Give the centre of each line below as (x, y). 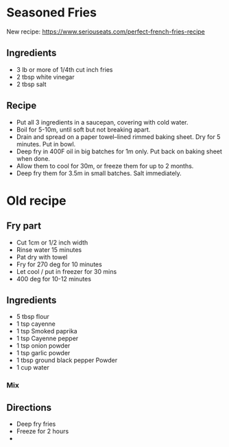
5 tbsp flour (33, 317)
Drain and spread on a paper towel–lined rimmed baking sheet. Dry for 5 (118, 137)
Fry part (24, 226)
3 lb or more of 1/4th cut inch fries (64, 69)
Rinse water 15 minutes (49, 250)
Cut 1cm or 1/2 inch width (52, 242)
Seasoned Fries (52, 13)
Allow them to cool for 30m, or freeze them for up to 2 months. (105, 166)
